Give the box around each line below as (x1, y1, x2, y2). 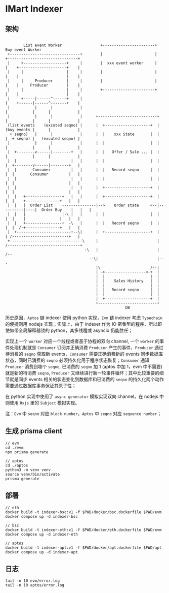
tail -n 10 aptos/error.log (5, 583, 65, 588)
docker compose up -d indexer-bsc (5, 514, 78, 519)
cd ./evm (5, 445, 24, 450)
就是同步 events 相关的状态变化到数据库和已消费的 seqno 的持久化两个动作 (9, 377, 164, 382)
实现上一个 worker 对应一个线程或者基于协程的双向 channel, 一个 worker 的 (5, 338, 160, 344)
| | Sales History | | (96, 278, 159, 284)
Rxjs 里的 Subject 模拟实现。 (19, 400, 80, 405)
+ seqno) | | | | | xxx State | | (10, 132, 159, 137)
